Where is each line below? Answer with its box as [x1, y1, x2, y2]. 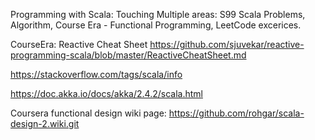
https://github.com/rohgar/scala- [168, 107, 305, 119]
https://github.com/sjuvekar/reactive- [149, 39, 305, 50]
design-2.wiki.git [10, 118, 80, 129]
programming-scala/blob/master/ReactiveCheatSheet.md [10, 49, 247, 61]
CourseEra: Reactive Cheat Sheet [10, 39, 148, 50]
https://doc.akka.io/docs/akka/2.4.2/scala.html [10, 88, 203, 99]
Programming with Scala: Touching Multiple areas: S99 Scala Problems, [10, 9, 306, 20]
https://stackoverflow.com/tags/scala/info [10, 69, 183, 80]
